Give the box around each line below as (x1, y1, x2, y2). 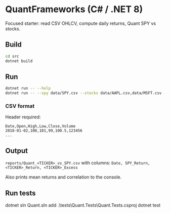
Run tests (5, 189, 36, 197)
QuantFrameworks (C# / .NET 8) (5, 4, 143, 15)
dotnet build (5, 58, 33, 64)
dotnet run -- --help (5, 86, 51, 91)
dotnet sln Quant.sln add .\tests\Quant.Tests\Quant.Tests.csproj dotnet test (5, 202, 161, 208)
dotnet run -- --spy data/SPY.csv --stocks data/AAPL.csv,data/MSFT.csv (5, 91, 162, 96)
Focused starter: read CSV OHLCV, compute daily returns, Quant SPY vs (5, 20, 156, 26)
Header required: (5, 114, 41, 120)
